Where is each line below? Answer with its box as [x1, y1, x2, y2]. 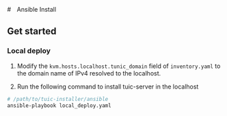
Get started [7, 25, 57, 37]
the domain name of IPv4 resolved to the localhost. [16, 69, 161, 77]
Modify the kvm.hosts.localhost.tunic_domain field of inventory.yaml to [16, 62, 221, 70]
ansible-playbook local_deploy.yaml [7, 102, 111, 109]
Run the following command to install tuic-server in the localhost [16, 82, 199, 91]
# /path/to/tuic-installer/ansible [7, 95, 109, 102]
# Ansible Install [7, 5, 57, 13]
